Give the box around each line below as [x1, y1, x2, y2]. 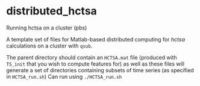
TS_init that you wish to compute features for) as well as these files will [6, 60, 185, 67]
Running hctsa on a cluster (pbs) [6, 24, 87, 31]
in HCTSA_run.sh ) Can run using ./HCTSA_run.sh [6, 73, 122, 80]
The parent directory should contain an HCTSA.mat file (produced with [6, 54, 178, 61]
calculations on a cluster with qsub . [6, 42, 93, 49]
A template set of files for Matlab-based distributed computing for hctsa [6, 35, 186, 43]
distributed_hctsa [6, 4, 98, 18]
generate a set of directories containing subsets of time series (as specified [6, 66, 194, 73]
